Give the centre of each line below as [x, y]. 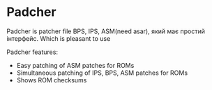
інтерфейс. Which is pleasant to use [59, 38]
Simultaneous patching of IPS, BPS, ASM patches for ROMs [102, 73]
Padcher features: [32, 52]
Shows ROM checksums [52, 80]
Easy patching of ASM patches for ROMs [75, 65]
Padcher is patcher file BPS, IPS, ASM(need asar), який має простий [106, 31]
